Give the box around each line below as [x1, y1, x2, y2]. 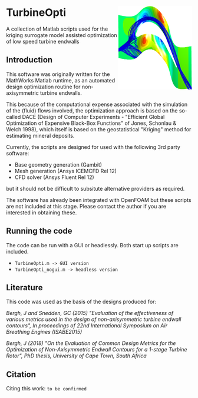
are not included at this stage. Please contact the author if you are [6, 203, 167, 210]
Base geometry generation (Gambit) [14, 161, 102, 168]
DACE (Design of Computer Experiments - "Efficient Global [22, 113, 165, 120]
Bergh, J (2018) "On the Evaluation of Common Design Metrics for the [6, 340, 176, 347]
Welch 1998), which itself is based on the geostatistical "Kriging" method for [6, 125, 192, 132]
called [6, 113, 21, 120]
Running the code [6, 226, 72, 236]
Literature [6, 283, 43, 293]
